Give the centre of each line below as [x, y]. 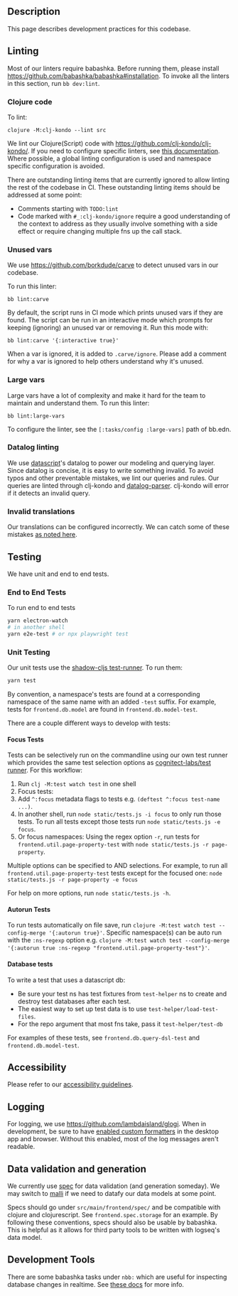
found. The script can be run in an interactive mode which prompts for [110, 320]
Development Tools [51, 1260]
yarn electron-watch [38, 621]
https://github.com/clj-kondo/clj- [163, 143]
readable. [21, 1147]
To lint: [17, 117]
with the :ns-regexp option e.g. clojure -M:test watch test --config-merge [118, 940]
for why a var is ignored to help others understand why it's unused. [106, 361]
